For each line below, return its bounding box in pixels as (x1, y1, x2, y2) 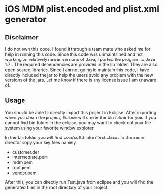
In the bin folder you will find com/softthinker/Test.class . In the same (5, 134, 144, 140)
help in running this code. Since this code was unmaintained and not (5, 51, 143, 57)
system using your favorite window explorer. (5, 125, 94, 131)
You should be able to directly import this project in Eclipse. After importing (5, 109, 157, 115)
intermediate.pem (12, 154, 48, 160)
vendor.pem (12, 170, 37, 175)
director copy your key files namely (5, 139, 76, 145)
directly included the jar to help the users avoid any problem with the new (5, 72, 153, 78)
